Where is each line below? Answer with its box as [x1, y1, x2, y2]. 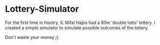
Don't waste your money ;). [5, 34, 60, 40]
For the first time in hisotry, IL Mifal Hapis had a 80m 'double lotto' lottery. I [5, 20, 156, 25]
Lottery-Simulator [5, 3, 79, 15]
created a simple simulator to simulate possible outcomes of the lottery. [5, 24, 149, 30]
